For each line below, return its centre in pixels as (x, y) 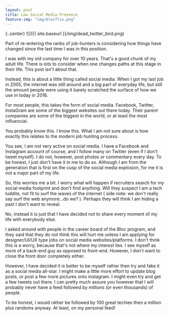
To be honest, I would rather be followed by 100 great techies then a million (83, 303)
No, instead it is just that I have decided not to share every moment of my (81, 214)
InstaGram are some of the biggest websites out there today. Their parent (81, 110)
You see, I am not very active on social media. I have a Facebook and (77, 146)
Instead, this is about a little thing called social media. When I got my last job (84, 79)
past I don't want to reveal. (33, 204)
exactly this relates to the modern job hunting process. (62, 137)
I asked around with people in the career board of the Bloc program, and (80, 229)
